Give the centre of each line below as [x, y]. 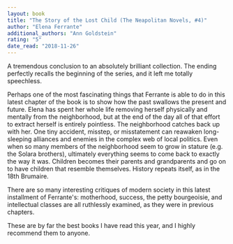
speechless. [24, 81]
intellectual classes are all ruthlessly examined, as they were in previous [111, 204]
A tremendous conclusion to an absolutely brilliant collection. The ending [112, 66]
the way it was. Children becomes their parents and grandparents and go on [117, 161]
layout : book [26, 14]
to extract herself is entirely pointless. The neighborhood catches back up [114, 124]
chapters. [21, 212]
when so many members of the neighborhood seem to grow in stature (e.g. [115, 146]
